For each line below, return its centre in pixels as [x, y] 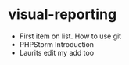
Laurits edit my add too [57, 52]
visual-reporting [63, 14]
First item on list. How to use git [70, 36]
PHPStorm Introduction [57, 44]
